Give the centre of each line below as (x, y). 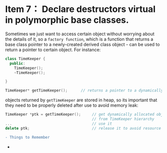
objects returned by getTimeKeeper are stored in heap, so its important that (81, 100)
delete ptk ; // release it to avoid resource (83, 128)
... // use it (59, 124)
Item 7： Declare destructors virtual (80, 9)
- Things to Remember (28, 137)
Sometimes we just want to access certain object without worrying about (80, 34)
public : (18, 63)
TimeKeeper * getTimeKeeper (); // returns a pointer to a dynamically (84, 91)
